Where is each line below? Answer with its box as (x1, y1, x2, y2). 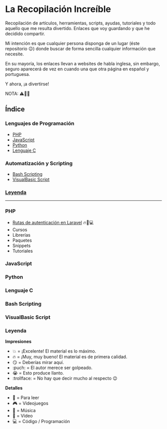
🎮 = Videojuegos (12, 401, 49, 407)
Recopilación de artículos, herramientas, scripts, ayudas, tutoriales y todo (5, 20, 156, 26)
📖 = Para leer (12, 395, 39, 401)
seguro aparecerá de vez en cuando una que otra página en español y (5, 66, 149, 72)
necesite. (5, 51, 24, 57)
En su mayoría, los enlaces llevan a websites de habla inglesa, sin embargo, (5, 60, 160, 66)
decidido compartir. (5, 30, 46, 36)
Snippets (12, 242, 31, 248)
